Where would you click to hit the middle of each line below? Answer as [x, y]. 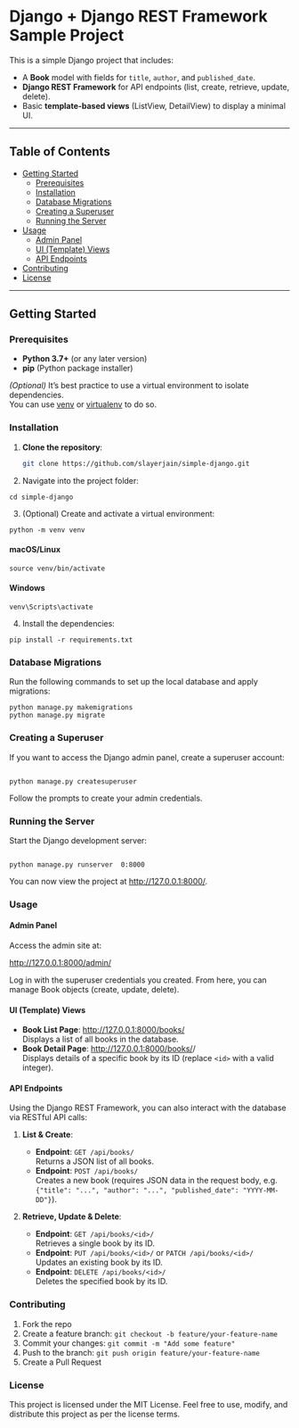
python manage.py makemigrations [71, 708]
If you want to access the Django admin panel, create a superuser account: [147, 757]
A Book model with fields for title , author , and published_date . [139, 77]
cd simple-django [41, 497]
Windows [27, 588]
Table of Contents [60, 152]
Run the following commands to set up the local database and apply [133, 682]
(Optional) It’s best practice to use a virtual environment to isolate [129, 386]
